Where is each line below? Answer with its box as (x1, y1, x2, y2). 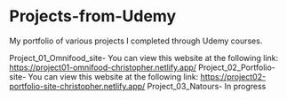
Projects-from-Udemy (9, 6, 177, 27)
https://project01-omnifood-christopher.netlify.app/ (9, 62, 197, 73)
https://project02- (200, 71, 267, 81)
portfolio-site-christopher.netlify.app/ (9, 81, 146, 91)
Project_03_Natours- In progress (147, 81, 267, 91)
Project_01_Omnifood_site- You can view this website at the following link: (9, 52, 279, 63)
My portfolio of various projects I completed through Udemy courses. (9, 35, 263, 46)
